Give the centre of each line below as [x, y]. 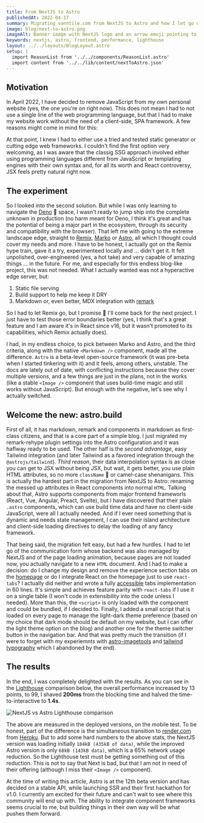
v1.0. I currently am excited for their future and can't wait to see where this [99, 794]
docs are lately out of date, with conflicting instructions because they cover [101, 370]
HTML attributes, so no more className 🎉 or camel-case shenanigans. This [100, 474]
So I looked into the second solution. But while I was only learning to [92, 206]
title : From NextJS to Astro [43, 12]
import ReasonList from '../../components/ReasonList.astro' [91, 57]
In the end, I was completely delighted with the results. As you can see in [97, 681]
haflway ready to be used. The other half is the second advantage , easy [97, 449]
